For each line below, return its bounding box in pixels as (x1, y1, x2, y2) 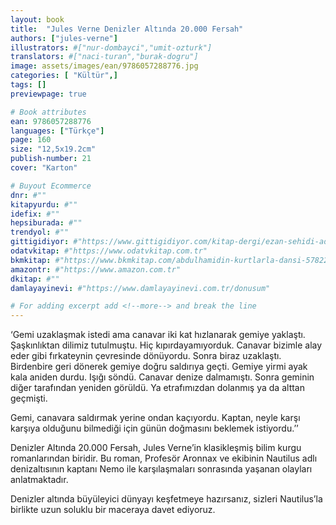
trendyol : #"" (10, 227, 70, 238)
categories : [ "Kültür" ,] (10, 71, 118, 81)
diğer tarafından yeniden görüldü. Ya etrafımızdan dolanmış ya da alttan (10, 382, 305, 394)
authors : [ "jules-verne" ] (10, 33, 118, 43)
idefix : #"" (10, 209, 60, 219)
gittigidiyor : (10, 237, 70, 247)
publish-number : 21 (10, 154, 92, 164)
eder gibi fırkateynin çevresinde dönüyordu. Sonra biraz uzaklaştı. (10, 350, 282, 362)
